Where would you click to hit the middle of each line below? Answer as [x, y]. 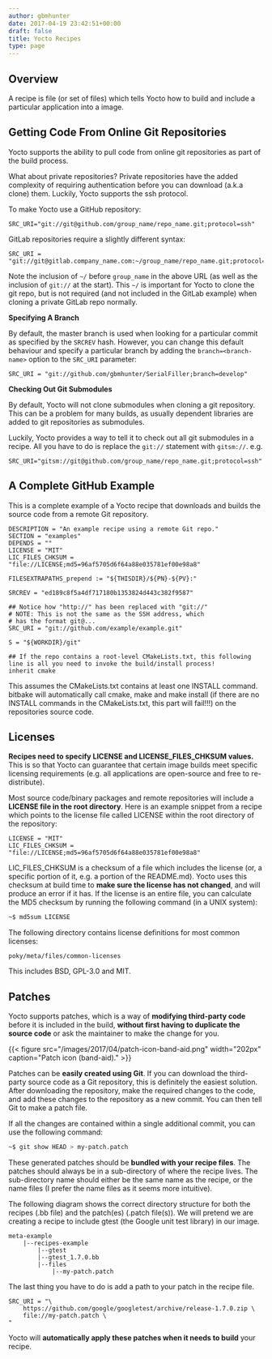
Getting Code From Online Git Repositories [117, 132]
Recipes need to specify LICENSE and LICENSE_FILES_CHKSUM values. [131, 756]
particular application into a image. [66, 107]
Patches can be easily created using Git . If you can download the [118, 1074]
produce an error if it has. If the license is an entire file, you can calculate [130, 894]
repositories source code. [51, 712]
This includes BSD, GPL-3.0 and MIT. [70, 971]
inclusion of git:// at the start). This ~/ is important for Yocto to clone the [132, 284]
